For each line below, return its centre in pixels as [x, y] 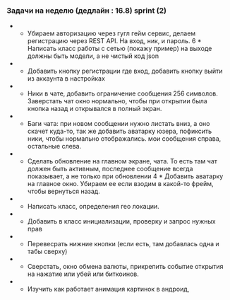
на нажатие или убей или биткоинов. [83, 274]
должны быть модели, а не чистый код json [93, 56]
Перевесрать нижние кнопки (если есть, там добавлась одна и [123, 244]
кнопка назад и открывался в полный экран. [95, 109]
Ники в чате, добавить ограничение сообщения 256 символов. [122, 93]
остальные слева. [54, 146]
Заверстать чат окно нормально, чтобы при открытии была [117, 101]
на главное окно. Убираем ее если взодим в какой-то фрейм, [120, 184]
